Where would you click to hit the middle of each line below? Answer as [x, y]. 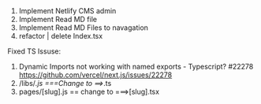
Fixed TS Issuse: [34, 51]
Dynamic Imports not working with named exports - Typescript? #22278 [136, 67]
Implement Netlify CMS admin [67, 11]
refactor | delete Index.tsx [61, 36]
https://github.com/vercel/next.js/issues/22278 [95, 75]
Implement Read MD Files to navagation [84, 28]
